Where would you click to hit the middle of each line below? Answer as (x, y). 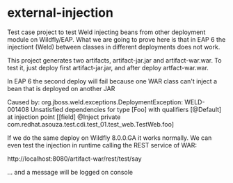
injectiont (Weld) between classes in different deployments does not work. (114, 47)
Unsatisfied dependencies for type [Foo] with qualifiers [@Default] (126, 109)
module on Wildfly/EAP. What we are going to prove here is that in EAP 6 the (116, 39)
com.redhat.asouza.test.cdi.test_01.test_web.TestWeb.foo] (91, 124)
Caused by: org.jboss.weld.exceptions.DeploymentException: (95, 102)
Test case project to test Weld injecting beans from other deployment (106, 32)
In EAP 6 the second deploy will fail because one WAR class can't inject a (112, 81)
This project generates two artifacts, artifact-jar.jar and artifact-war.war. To (114, 60)
